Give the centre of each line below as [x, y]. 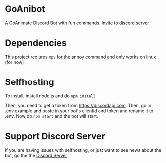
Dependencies [36, 43]
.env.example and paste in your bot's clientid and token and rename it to [79, 111]
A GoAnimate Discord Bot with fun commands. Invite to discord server [77, 23]
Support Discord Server [55, 136]
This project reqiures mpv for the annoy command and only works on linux [81, 57]
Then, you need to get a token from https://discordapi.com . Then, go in [78, 105]
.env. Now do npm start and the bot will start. [52, 116]
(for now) [15, 62]
